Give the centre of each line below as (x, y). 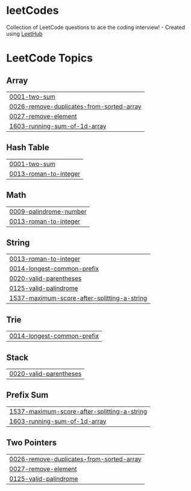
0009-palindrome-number (48, 211)
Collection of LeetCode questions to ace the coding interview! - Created (96, 27)
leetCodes (33, 11)
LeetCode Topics (50, 58)
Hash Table (28, 148)
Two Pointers (32, 443)
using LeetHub (24, 33)
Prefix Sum (27, 395)
